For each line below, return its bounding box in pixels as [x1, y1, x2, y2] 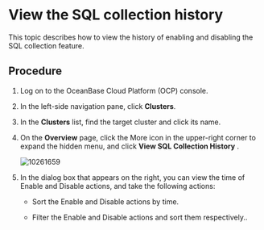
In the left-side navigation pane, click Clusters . [19, 101, 176, 111]
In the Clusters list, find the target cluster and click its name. [19, 117, 221, 127]
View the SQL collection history [8, 6, 224, 24]
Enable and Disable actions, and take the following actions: [19, 181, 216, 190]
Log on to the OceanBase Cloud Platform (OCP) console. [19, 86, 208, 95]
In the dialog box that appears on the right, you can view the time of [19, 172, 245, 182]
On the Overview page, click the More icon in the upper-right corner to [19, 132, 256, 142]
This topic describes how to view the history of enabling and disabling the [8, 32, 254, 42]
